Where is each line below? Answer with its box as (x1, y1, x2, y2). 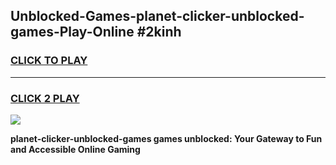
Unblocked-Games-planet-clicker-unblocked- (10, 8, 305, 25)
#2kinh (136, 24, 182, 41)
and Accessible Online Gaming (10, 143, 141, 155)
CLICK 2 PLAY (10, 91, 80, 105)
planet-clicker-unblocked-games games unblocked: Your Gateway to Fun (10, 132, 323, 144)
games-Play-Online (10, 24, 135, 41)
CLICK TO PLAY (10, 54, 88, 68)
